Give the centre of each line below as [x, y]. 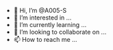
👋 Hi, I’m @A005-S [40, 10]
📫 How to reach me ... [45, 40]
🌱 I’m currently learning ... [50, 25]
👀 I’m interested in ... [42, 18]
